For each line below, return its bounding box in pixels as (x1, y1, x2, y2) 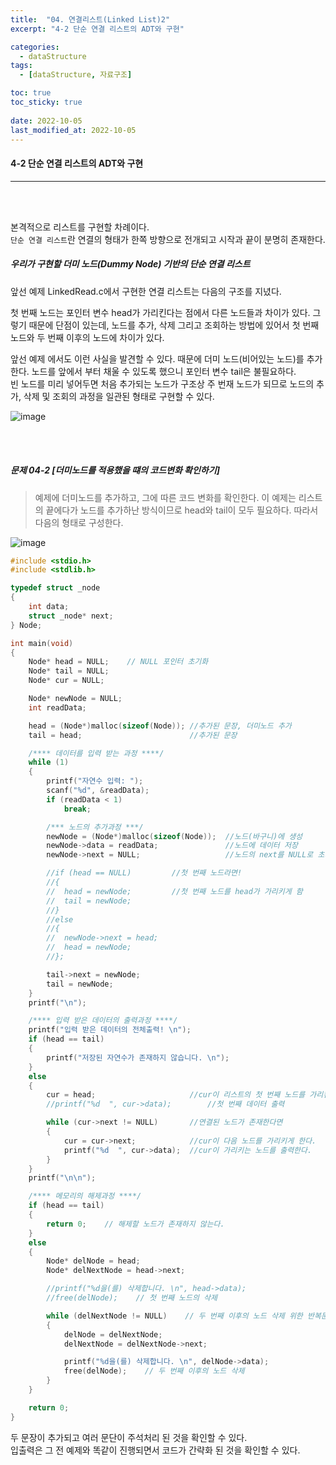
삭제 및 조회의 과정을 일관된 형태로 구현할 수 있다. (23, 390, 215, 402)
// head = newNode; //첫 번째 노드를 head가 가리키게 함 (46, 886, 303, 896)
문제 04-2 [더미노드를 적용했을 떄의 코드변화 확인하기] (10, 464, 220, 476)
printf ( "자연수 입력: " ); (46, 776, 144, 786)
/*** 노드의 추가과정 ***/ (46, 822, 144, 832)
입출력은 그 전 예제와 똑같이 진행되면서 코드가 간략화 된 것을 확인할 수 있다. (10, 1444, 301, 1456)
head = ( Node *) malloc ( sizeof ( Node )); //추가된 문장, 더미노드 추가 (28, 721, 292, 731)
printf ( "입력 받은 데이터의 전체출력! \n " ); (28, 1025, 192, 1035)
